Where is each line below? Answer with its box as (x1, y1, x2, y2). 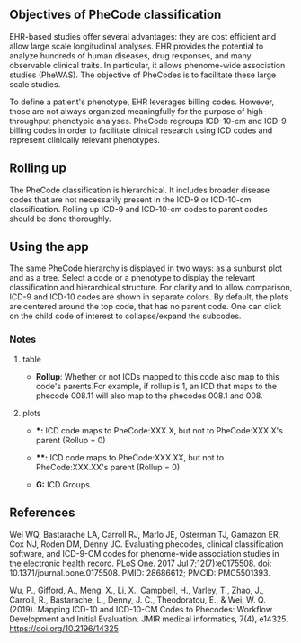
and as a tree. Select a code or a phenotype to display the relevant (9, 272, 256, 283)
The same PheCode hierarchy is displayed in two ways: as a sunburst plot (9, 263, 283, 273)
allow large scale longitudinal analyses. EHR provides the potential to (9, 40, 264, 51)
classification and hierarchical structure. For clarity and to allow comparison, (9, 282, 293, 293)
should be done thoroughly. (9, 213, 111, 224)
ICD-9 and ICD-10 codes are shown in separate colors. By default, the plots (9, 291, 289, 302)
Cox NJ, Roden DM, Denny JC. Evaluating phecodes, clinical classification (9, 539, 284, 549)
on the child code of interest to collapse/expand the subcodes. (9, 310, 242, 322)
